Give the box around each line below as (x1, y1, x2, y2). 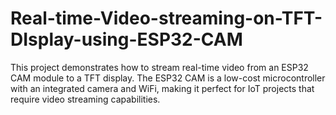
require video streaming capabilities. (10, 93, 161, 105)
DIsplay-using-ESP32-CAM (10, 28, 243, 51)
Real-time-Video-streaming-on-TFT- (10, 7, 323, 30)
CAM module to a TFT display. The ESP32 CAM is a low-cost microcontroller (10, 72, 326, 84)
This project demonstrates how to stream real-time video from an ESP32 (10, 61, 309, 73)
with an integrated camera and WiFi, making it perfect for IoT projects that (10, 82, 315, 94)
